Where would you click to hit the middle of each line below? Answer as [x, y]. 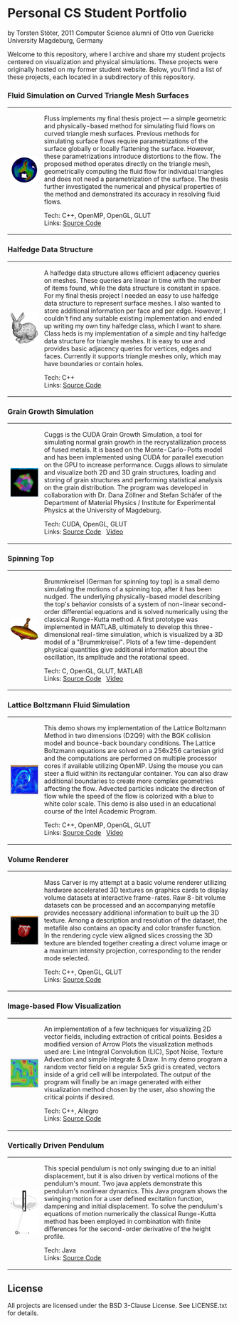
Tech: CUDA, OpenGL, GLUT [86, 524]
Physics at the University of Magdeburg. [103, 510]
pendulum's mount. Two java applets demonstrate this [123, 1183]
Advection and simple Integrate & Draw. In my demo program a [136, 1059]
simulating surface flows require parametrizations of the [126, 141]
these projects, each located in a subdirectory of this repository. [101, 77]
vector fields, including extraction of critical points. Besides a [133, 1037]
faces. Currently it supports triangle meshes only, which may [133, 356]
